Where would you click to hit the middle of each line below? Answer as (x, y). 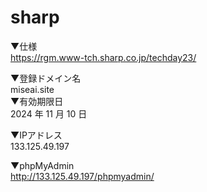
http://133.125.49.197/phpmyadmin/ (82, 176)
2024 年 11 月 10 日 (49, 113)
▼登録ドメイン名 (46, 78)
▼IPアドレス (36, 135)
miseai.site (32, 89)
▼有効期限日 (37, 101)
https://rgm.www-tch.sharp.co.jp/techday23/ (103, 57)
